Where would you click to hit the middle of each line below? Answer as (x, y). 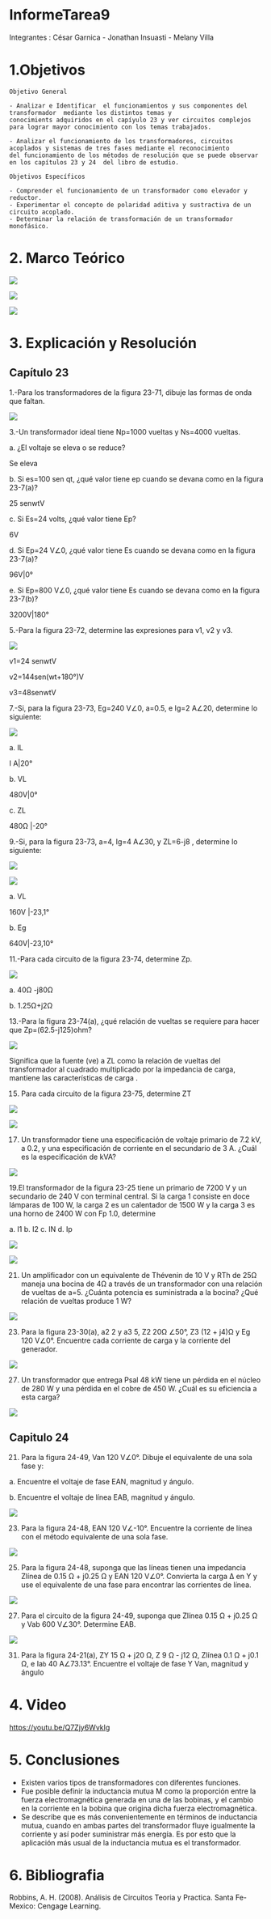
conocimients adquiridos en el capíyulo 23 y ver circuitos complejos (130, 120)
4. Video (38, 1705)
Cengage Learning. (69, 1906)
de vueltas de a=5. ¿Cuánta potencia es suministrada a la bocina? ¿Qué (140, 1292)
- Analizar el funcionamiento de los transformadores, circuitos (121, 141)
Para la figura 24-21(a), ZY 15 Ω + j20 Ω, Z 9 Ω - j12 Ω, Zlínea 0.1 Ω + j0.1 (140, 1655)
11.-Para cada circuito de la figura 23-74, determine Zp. (101, 959)
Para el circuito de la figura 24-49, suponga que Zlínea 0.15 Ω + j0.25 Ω (139, 1615)
